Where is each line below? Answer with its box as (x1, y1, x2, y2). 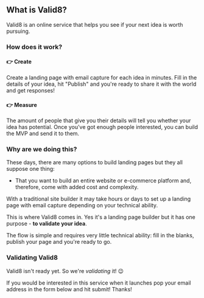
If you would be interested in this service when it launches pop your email (6, 279, 191, 286)
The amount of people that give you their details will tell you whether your (6, 117, 191, 124)
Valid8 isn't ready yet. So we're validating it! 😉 (6, 267, 124, 274)
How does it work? (6, 43, 63, 51)
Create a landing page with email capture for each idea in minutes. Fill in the (6, 74, 197, 81)
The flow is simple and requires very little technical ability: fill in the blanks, (6, 232, 194, 239)
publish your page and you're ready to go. (6, 238, 112, 246)
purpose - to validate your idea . (6, 220, 87, 227)
